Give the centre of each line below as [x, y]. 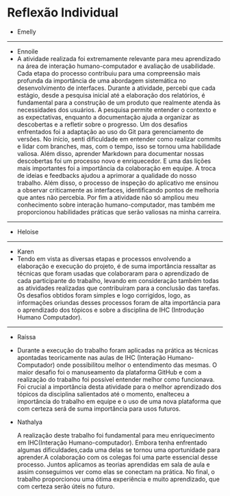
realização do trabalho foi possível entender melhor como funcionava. [116, 379]
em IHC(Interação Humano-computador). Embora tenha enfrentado [112, 442]
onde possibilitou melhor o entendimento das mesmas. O [137, 365]
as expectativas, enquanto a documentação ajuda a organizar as [108, 117]
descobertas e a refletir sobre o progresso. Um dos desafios [102, 124]
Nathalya [30, 422]
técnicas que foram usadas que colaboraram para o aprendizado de [113, 273]
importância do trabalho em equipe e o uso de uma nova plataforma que [119, 401]
